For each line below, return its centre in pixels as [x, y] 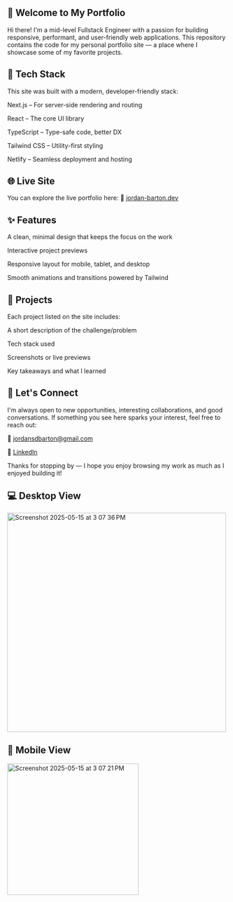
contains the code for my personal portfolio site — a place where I [103, 45]
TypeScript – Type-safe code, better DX [65, 132]
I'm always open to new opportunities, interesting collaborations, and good [115, 410]
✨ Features [32, 220]
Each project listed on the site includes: [64, 317]
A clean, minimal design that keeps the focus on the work [90, 237]
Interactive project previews [48, 250]
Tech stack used [31, 344]
